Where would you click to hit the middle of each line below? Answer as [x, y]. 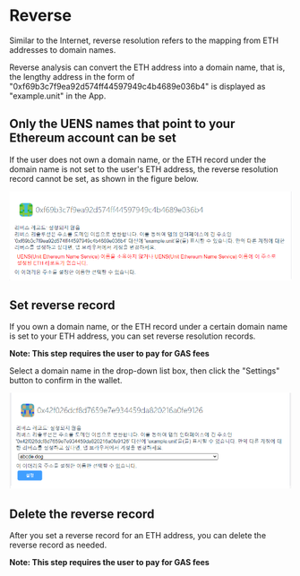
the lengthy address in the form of [72, 76]
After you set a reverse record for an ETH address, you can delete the [138, 536]
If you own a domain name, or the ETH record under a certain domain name [149, 327]
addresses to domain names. [63, 49]
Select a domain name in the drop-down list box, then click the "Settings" [145, 371]
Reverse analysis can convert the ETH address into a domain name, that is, [147, 67]
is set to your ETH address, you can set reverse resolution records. [133, 336]
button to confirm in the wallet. [66, 381]
